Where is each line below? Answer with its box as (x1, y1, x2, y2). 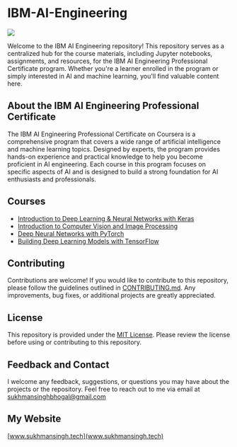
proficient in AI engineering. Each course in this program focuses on (7, 159, 207, 168)
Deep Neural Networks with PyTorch (17, 229, 125, 238)
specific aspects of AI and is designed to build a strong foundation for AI (7, 167, 219, 176)
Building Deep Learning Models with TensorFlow (17, 237, 159, 245)
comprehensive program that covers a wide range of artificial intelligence (7, 137, 221, 146)
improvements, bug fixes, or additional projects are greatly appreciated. (7, 291, 216, 300)
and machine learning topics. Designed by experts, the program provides (7, 145, 221, 153)
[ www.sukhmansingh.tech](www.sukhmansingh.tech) (7, 431, 164, 440)
